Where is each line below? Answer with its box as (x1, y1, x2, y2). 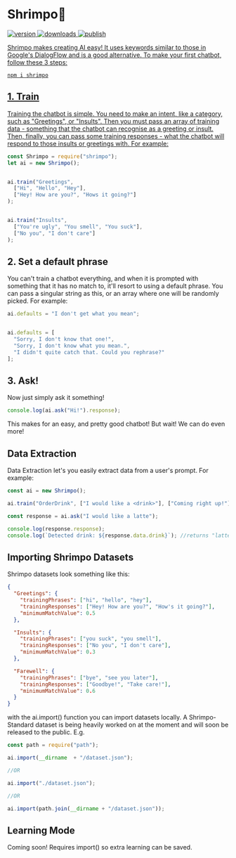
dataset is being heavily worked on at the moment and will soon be (34, 720, 229, 729)
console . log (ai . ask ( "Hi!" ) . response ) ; (7, 407, 121, 414)
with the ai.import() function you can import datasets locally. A (7, 713, 188, 722)
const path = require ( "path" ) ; (7, 741, 99, 749)
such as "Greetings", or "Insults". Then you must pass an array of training (7, 117, 220, 125)
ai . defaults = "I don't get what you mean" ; (7, 311, 140, 318)
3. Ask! (7, 375, 39, 386)
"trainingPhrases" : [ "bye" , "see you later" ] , (20, 674, 159, 681)
